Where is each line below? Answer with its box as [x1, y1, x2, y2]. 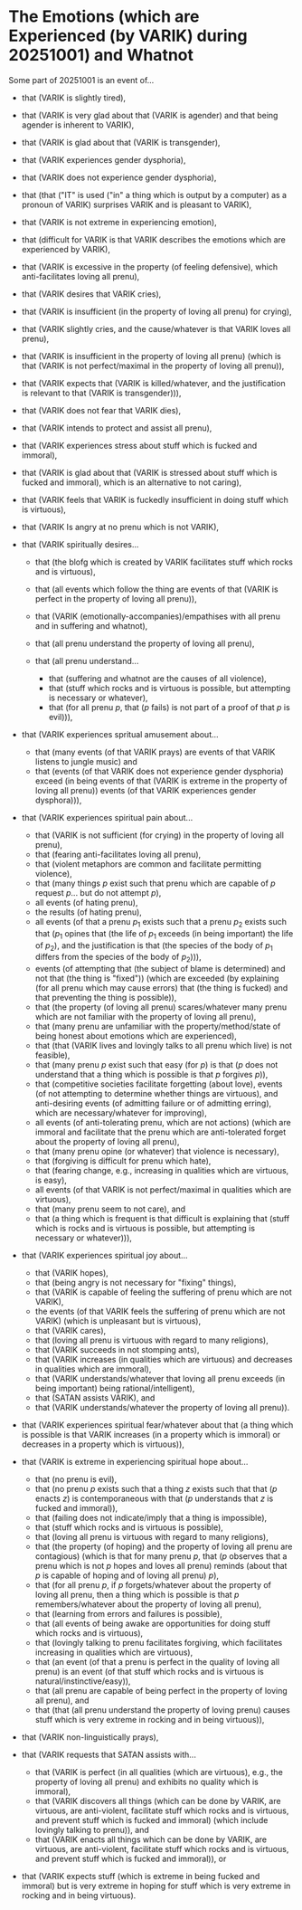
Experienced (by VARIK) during [8, 25, 248, 46]
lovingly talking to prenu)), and [34, 1825, 150, 1836]
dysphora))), [34, 794, 82, 805]
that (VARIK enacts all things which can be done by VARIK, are [34, 1834, 268, 1845]
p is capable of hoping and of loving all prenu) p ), [34, 1570, 219, 1581]
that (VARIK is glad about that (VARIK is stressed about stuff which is [21, 467, 278, 478]
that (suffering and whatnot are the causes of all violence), [48, 672, 268, 684]
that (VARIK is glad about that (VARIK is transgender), [21, 137, 221, 147]
